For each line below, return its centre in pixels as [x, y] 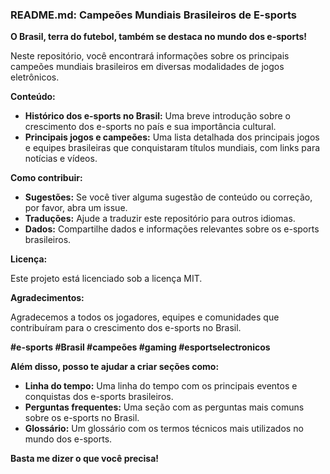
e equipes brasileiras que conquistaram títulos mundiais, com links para [172, 148]
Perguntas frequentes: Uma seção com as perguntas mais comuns [164, 407]
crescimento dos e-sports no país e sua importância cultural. [150, 127]
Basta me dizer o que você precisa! [84, 459]
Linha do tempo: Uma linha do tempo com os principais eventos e [161, 386]
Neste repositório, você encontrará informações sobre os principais [150, 56]
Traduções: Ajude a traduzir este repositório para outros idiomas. [160, 219]
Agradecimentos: [47, 298]
